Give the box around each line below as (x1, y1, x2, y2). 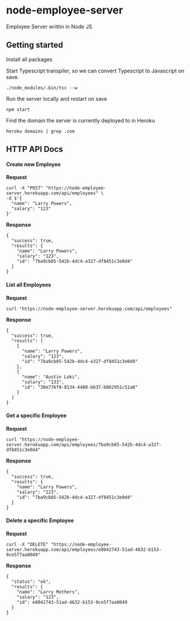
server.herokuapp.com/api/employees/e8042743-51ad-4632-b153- (6, 546, 162, 553)
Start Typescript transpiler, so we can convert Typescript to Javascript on (6, 67, 185, 74)
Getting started (6, 40, 64, 50)
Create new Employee (6, 160, 61, 168)
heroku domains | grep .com (6, 128, 75, 134)
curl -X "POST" (6, 185, 44, 191)
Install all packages (6, 55, 53, 62)
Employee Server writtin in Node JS (6, 23, 92, 30)
